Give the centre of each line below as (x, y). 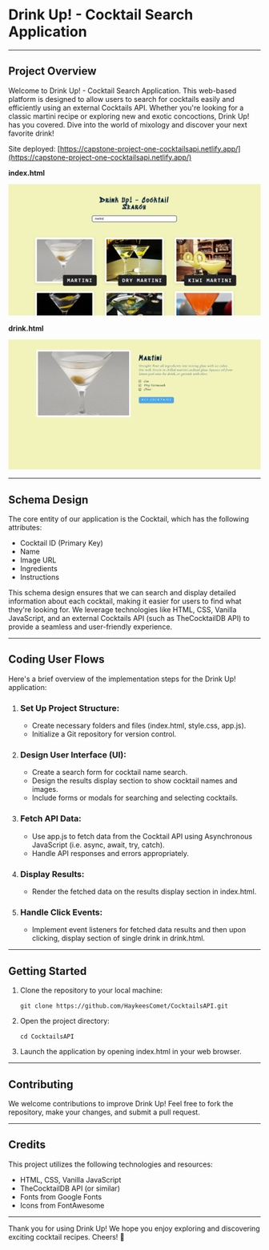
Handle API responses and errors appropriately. (110, 853)
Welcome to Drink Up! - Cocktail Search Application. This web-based (122, 91)
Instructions (40, 577)
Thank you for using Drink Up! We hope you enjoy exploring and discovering (134, 1228)
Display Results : (52, 874)
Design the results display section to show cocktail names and (134, 781)
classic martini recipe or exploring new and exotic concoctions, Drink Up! (129, 116)
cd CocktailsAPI (47, 1037)
